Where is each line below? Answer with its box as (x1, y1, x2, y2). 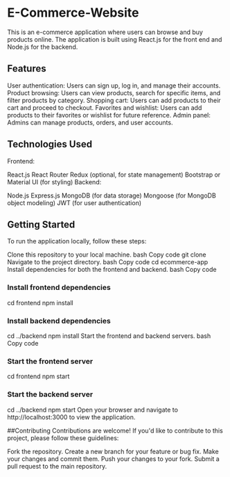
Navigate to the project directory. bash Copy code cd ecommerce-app (7, 258, 209, 266)
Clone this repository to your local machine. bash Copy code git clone (7, 250, 206, 259)
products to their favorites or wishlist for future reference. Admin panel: (7, 111, 211, 119)
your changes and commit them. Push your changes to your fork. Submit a (7, 454, 220, 463)
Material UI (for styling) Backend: (7, 177, 102, 186)
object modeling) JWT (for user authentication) (7, 198, 142, 207)
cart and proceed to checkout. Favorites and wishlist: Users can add (7, 103, 202, 112)
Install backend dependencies (7, 316, 111, 325)
